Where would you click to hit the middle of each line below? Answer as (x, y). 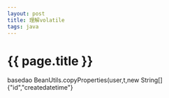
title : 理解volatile (36, 20)
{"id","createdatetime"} (40, 88)
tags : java (23, 26)
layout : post (26, 14)
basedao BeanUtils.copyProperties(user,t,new (73, 80)
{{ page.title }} (50, 61)
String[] (152, 80)
